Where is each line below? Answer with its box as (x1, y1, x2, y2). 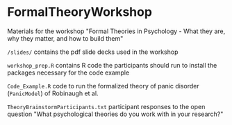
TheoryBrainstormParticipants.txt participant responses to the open (7, 102, 206, 110)
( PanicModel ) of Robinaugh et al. (7, 89, 99, 97)
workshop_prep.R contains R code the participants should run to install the (7, 61, 217, 69)
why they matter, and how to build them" (7, 34, 124, 42)
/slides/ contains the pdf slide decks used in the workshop (7, 48, 179, 56)
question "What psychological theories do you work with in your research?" (7, 110, 224, 118)
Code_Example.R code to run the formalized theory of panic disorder (7, 81, 199, 90)
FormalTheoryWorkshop (7, 4, 153, 20)
